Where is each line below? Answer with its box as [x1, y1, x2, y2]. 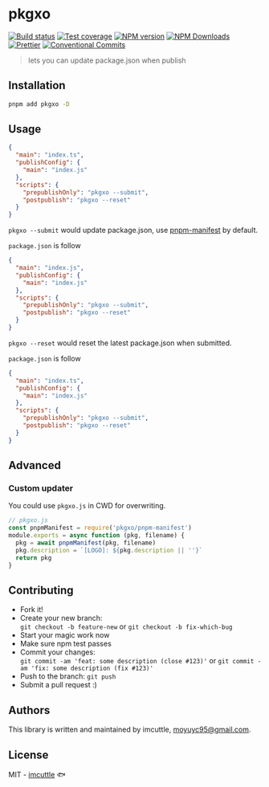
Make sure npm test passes [19, 639, 112, 649]
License [8, 748, 49, 761]
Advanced [8, 459, 62, 472]
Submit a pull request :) [19, 680, 98, 690]
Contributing [8, 583, 74, 597]
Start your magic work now [19, 630, 110, 640]
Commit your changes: [19, 647, 96, 657]
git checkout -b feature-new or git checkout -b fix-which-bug [19, 622, 233, 631]
